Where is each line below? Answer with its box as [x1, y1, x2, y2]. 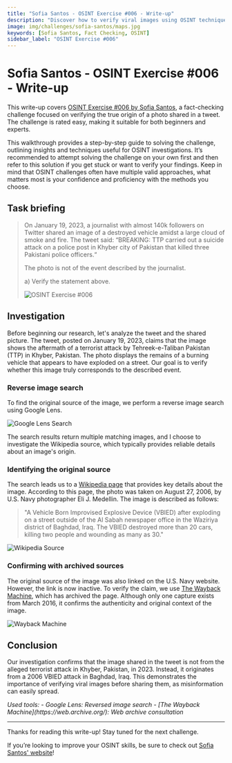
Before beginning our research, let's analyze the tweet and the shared [7, 329, 206, 337]
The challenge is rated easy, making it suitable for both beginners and [7, 118, 206, 126]
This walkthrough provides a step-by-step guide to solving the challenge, [7, 139, 216, 147]
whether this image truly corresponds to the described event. [7, 366, 182, 374]
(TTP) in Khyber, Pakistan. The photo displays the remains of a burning [7, 350, 209, 359]
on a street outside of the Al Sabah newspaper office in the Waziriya [23, 516, 219, 524]
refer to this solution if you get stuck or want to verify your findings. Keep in [7, 160, 222, 169]
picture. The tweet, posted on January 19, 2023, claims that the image [7, 336, 206, 344]
